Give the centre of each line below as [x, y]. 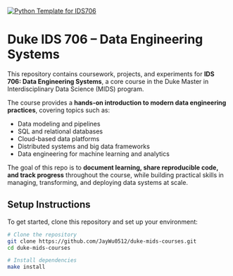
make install [26, 267]
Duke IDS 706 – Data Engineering [105, 40]
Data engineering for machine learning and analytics [94, 154]
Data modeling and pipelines [59, 124]
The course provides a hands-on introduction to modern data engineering [117, 102]
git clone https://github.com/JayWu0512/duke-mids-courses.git [102, 241]
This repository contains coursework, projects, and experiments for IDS [111, 73]
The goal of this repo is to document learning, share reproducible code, [113, 167]
